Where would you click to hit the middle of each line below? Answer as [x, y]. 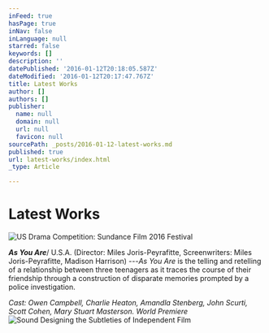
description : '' [36, 62]
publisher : [27, 106]
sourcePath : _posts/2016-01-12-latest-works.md [91, 144]
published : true [36, 152]
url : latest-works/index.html [60, 159]
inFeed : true [30, 16]
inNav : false [30, 31]
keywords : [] [30, 54]
